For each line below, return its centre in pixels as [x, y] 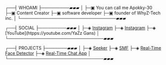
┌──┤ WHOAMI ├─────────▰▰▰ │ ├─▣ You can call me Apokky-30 [79, 8]
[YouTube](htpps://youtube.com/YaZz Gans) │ [53, 33]
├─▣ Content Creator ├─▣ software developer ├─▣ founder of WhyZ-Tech [83, 13]
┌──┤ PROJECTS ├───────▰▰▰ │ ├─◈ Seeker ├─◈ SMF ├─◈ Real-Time [83, 48]
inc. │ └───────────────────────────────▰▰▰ [66, 18]
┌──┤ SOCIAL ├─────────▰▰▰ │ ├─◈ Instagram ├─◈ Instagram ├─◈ [81, 28]
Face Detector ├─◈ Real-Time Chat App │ [48, 53]
